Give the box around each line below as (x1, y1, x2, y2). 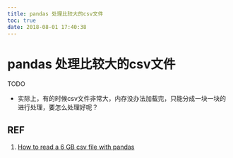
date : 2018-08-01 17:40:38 (7, 23, 87, 30)
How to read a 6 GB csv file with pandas (17, 142, 135, 152)
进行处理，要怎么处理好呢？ (17, 103, 99, 111)
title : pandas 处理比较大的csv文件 (7, 10, 104, 18)
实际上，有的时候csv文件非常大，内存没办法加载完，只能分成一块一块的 (17, 95, 227, 103)
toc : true (7, 17, 37, 24)
